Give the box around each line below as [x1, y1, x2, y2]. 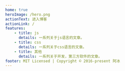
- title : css [14, 40, 41, 45]
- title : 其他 [14, 49, 42, 54]
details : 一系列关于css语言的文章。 [18, 44, 86, 49]
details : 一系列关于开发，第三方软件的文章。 [18, 53, 102, 59]
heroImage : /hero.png [5, 12, 50, 17]
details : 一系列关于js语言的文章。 [18, 35, 84, 40]
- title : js [14, 30, 39, 35]
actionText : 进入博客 [5, 16, 47, 21]
